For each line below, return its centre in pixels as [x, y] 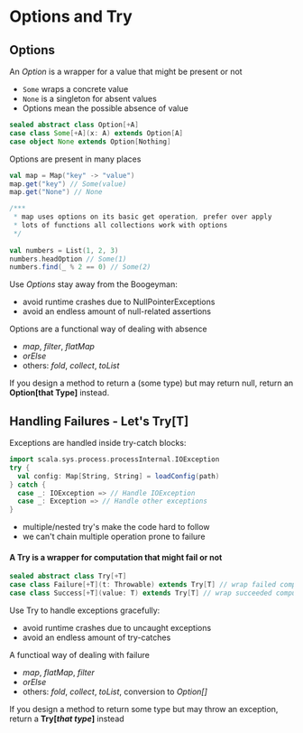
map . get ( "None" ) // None [56, 192]
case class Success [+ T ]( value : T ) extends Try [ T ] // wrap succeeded [141, 593]
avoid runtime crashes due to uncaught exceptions [117, 628]
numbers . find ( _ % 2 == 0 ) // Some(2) [80, 267]
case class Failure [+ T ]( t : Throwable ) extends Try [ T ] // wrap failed [143, 585]
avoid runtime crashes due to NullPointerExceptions [119, 302]
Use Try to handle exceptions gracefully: [85, 610]
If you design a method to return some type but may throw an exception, [144, 710]
